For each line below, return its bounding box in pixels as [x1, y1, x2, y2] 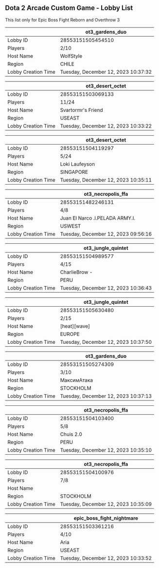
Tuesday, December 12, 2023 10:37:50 [60, 338, 152, 345]
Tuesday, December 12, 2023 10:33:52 [60, 554, 152, 561]
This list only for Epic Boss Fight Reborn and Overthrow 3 [5, 17, 120, 22]
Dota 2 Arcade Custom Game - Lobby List [5, 4, 133, 12]
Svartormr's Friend [60, 106, 103, 113]
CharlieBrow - [60, 269, 93, 275]
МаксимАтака [60, 377, 93, 383]
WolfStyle [60, 52, 83, 59]
